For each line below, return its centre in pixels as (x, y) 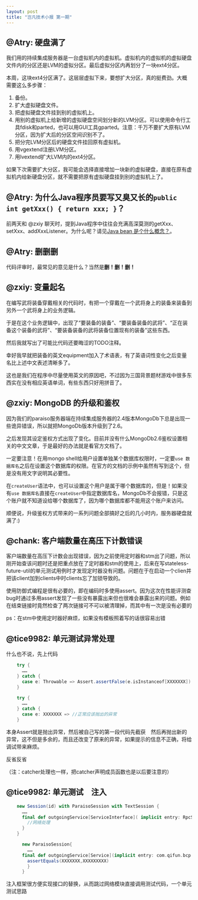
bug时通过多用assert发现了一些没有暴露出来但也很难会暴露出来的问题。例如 (98, 598)
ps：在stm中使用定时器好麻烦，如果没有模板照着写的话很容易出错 (86, 618)
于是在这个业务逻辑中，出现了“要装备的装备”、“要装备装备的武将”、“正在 (94, 322)
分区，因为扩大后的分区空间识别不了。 (61, 135)
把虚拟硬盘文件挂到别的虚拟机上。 (56, 112)
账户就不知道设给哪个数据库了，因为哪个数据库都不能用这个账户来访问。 (99, 500)
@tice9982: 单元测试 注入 (57, 792)
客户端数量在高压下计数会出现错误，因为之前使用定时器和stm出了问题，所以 (98, 556)
